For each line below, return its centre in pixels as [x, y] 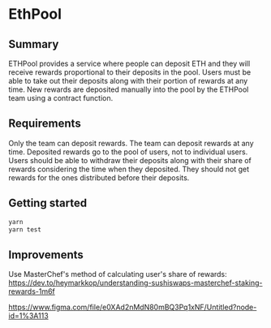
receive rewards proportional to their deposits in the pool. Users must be [130, 72]
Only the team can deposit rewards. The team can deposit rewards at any [131, 143]
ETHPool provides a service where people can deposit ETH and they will [129, 63]
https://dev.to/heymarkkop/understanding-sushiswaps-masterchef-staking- [135, 283]
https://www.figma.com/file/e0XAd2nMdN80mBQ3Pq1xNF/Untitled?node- [133, 307]
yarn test [25, 229]
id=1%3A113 [28, 316]
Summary [34, 44]
